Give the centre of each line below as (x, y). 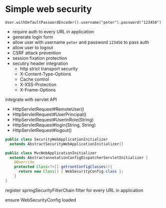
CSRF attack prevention (37, 53)
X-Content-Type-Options (45, 74)
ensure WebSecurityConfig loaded (41, 200)
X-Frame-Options (38, 90)
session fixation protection (40, 58)
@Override (24, 162)
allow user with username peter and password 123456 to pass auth (81, 42)
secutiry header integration (40, 63)
